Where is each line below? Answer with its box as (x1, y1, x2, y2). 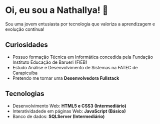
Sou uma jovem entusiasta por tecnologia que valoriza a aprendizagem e (5, 21, 155, 27)
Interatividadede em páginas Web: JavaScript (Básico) (12, 108, 126, 114)
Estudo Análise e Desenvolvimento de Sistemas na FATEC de (12, 64, 138, 70)
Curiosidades (5, 41, 48, 49)
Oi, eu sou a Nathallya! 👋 (5, 4, 108, 16)
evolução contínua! (5, 26, 44, 32)
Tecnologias (5, 90, 44, 98)
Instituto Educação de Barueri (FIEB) (12, 59, 87, 65)
